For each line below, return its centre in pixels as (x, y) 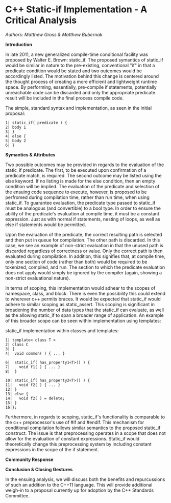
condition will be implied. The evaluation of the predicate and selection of (82, 186)
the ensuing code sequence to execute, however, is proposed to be (76, 192)
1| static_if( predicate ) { (36, 123)
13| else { (17, 394)
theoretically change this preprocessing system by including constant (78, 444)
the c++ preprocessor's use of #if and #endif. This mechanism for (75, 422)
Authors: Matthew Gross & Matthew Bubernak (54, 34)
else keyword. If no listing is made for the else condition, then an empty (80, 181)
